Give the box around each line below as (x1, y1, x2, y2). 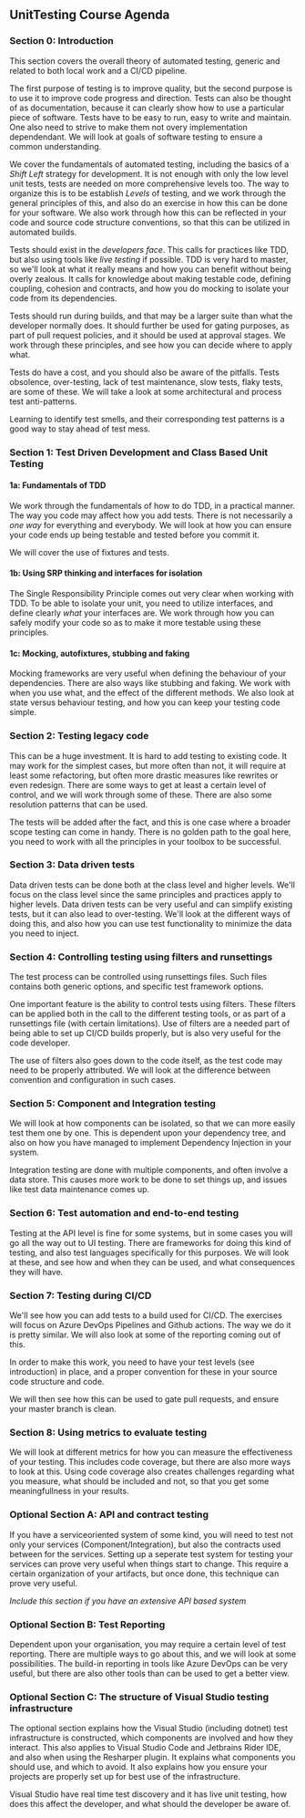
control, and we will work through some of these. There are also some (9, 789, 272, 800)
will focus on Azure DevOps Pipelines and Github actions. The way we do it (9, 1320, 291, 1330)
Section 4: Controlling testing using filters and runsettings (9, 951, 273, 963)
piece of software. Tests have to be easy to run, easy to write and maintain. (9, 111, 292, 122)
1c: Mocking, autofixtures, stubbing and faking (9, 648, 190, 659)
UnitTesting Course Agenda (9, 7, 170, 23)
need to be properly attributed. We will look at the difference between (9, 1065, 271, 1075)
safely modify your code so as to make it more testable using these (9, 618, 261, 629)
